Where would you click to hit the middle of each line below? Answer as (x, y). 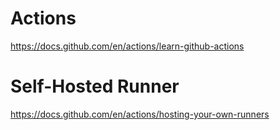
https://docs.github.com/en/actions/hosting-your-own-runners (140, 114)
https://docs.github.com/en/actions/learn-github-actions (127, 46)
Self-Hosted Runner (95, 86)
